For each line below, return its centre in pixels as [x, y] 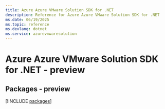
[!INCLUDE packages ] [29, 101]
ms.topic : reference [27, 24]
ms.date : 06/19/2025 [27, 19]
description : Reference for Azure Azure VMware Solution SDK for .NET [82, 15]
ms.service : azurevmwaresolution [41, 34]
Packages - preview [38, 89]
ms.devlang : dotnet [26, 29]
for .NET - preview [45, 70]
